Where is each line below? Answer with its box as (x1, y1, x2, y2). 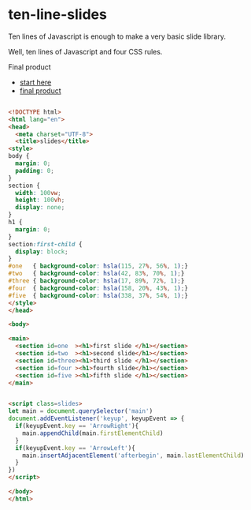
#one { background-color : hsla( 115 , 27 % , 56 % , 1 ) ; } (8, 262, 189, 270)
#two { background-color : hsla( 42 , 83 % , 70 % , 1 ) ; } (8, 270, 185, 278)
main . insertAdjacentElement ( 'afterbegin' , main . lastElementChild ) (22, 452, 245, 459)
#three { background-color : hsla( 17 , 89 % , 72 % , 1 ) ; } (8, 277, 185, 285)
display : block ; (15, 247, 68, 256)
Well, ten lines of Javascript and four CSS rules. (8, 47, 163, 56)
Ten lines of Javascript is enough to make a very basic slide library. (8, 32, 227, 41)
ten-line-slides (8, 6, 108, 24)
